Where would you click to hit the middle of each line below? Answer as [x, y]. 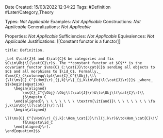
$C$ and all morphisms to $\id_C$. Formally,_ [53, 71]
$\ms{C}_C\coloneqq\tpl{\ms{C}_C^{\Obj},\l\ [51, 76]
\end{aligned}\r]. [32, 127]
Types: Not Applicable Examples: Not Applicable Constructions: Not [73, 22]
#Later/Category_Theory [29, 12]
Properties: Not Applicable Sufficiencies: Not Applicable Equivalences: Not [80, 36]
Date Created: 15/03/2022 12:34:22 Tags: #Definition [58, 7]
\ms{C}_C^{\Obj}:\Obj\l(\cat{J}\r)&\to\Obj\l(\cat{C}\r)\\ [83, 93]
